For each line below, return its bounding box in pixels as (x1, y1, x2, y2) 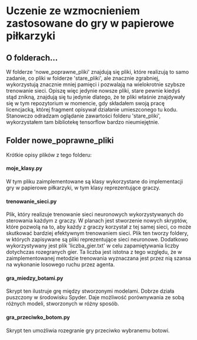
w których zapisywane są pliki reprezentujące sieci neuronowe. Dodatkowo (6, 236, 188, 243)
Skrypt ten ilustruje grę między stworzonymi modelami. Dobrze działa (6, 287, 175, 295)
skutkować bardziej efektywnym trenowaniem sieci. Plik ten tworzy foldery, (6, 230, 189, 237)
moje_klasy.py (6, 165, 43, 172)
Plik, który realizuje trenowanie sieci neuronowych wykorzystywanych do (6, 211, 184, 218)
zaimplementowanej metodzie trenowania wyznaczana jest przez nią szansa (6, 255, 191, 262)
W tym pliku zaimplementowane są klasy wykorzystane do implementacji (6, 178, 183, 185)
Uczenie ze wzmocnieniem (6, 4, 140, 18)
